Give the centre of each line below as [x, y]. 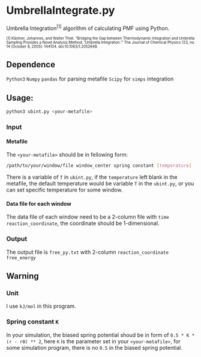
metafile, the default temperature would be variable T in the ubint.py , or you [100, 184]
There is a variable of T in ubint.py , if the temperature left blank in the [92, 177]
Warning [22, 276]
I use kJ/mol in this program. [41, 306]
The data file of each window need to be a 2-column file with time [88, 217]
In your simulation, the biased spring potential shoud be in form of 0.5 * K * [100, 335]
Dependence [31, 64]
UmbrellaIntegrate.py [61, 10]
